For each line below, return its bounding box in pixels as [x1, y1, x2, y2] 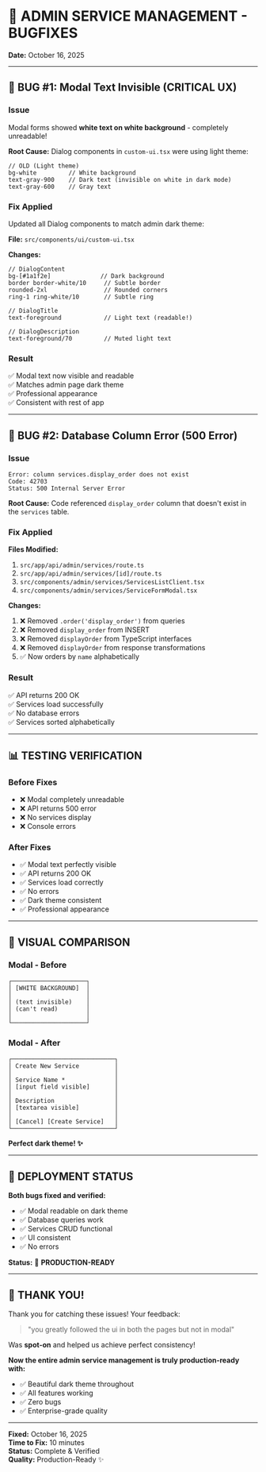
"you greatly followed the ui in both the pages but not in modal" [27, 1325, 235, 1335]
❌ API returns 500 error [19, 803, 97, 813]
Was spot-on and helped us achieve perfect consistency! [8, 1340, 196, 1350]
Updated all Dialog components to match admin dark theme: [8, 218, 204, 229]
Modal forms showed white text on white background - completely [8, 122, 229, 132]
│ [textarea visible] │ [8, 1104, 119, 1112]
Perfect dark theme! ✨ [8, 1139, 83, 1148]
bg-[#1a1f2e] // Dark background [8, 272, 165, 280]
